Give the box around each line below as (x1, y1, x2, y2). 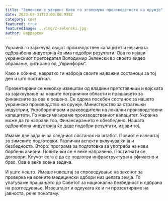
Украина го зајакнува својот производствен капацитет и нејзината (5, 45, 148, 50)
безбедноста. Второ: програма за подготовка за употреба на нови (5, 143, 148, 149)
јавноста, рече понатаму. (5, 190, 59, 196)
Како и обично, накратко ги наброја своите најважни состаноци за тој (5, 70, 156, 76)
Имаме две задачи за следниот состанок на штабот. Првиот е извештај (5, 133, 159, 138)
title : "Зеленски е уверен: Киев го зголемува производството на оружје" (5, 7, 163, 13)
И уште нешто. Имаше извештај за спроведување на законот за (5, 169, 143, 175)
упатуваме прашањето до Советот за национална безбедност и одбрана (5, 179, 162, 185)
